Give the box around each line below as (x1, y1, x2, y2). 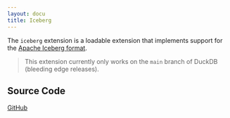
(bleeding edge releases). (24, 65, 100, 73)
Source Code (7, 85, 65, 97)
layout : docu (7, 10, 46, 18)
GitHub (7, 103, 28, 112)
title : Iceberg (7, 17, 52, 24)
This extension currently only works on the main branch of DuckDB (24, 57, 218, 65)
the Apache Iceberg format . (7, 44, 88, 52)
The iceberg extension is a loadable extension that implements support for (7, 36, 223, 44)
